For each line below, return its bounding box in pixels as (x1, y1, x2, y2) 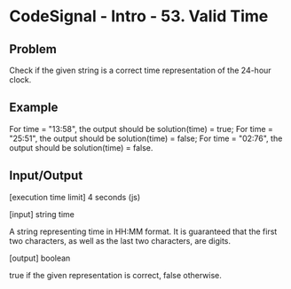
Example (9, 100, 59, 115)
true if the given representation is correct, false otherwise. (9, 269, 222, 280)
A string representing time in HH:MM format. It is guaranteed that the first (9, 226, 278, 237)
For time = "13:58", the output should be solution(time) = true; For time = (9, 123, 273, 134)
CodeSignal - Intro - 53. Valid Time (9, 6, 269, 27)
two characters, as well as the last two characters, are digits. (9, 235, 232, 246)
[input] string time (9, 208, 75, 219)
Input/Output (9, 168, 83, 184)
